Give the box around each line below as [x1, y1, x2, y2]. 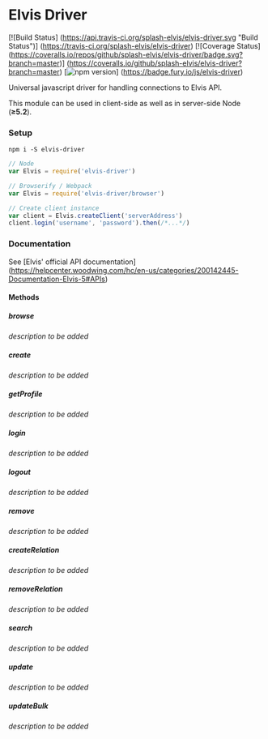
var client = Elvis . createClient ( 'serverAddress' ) [8, 211, 183, 220]
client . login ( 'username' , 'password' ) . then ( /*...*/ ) [8, 219, 190, 228]
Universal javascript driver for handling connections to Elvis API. [8, 83, 223, 92]
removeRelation [8, 583, 63, 593]
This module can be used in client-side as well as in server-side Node [8, 98, 241, 108]
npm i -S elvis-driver [8, 146, 85, 154]
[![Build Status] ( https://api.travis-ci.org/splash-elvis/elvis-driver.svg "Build [8, 32, 259, 42]
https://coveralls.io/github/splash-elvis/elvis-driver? [69, 58, 243, 68]
